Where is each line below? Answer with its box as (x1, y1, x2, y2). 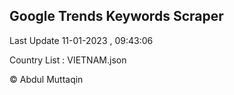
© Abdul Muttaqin (9, 73, 84, 85)
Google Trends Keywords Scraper (9, 8, 224, 25)
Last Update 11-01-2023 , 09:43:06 (9, 34, 154, 46)
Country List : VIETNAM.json (9, 54, 127, 66)
